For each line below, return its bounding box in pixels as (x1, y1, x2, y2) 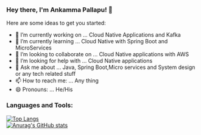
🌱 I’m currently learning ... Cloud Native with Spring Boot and (15, 38, 168, 45)
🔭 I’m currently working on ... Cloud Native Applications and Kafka (15, 31, 181, 38)
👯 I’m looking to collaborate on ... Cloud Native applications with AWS (15, 51, 189, 58)
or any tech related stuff (15, 70, 76, 78)
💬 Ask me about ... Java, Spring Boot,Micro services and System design (15, 64, 196, 71)
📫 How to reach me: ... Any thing (15, 77, 99, 84)
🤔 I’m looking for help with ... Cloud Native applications (15, 57, 153, 65)
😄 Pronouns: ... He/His (15, 86, 73, 93)
